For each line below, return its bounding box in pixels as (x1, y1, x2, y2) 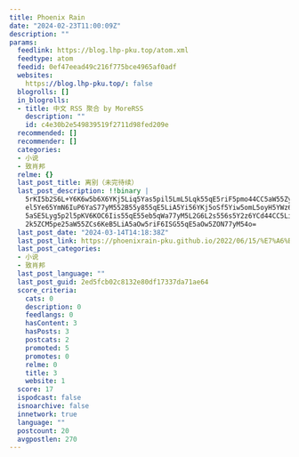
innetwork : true (17, 410, 77, 419)
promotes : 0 (25, 352, 69, 361)
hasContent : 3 (25, 319, 77, 328)
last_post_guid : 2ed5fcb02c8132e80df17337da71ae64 (17, 277, 209, 286)
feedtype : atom (17, 54, 74, 63)
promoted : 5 (25, 343, 69, 352)
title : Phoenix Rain (9, 12, 86, 22)
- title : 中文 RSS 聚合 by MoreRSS (17, 104, 144, 113)
